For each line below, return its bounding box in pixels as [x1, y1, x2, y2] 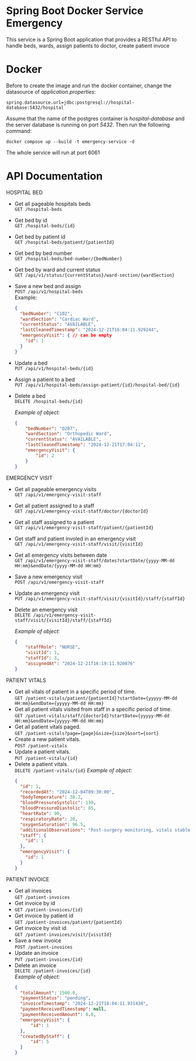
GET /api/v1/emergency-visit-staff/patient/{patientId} [14, 525, 154, 530]
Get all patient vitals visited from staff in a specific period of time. [14, 706, 172, 713]
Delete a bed [14, 392, 46, 399]
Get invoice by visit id [14, 924, 67, 932]
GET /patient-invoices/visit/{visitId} [14, 932, 112, 937]
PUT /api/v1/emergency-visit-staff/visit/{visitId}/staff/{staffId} [14, 595, 185, 601]
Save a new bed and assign [14, 282, 81, 289]
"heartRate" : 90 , [20, 811, 63, 817]
